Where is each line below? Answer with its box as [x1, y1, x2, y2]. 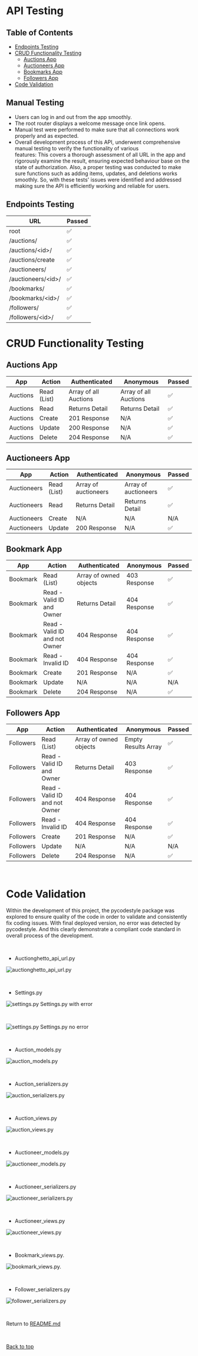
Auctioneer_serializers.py [14, 1183, 77, 1190]
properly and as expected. [14, 132, 79, 139]
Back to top [6, 1343, 34, 1350]
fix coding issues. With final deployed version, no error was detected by [6, 919, 181, 926]
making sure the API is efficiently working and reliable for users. [14, 182, 170, 189]
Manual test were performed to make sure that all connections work [14, 126, 180, 133]
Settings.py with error [40, 1001, 93, 1007]
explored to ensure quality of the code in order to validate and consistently [6, 913, 187, 920]
